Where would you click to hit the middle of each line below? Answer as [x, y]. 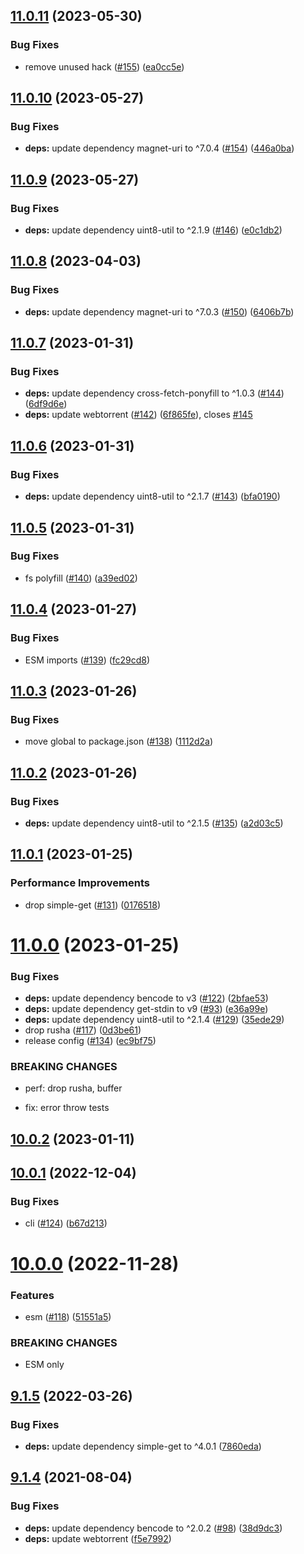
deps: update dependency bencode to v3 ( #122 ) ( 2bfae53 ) [146, 998]
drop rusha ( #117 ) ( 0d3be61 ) [83, 1030]
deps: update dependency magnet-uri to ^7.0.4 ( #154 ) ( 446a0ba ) [159, 148]
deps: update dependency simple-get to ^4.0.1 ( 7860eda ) [143, 1446]
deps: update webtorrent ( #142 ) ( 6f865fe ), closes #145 [138, 415]
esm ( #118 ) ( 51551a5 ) [68, 1316]
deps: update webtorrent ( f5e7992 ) [98, 1538]
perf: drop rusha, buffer [73, 1088]
